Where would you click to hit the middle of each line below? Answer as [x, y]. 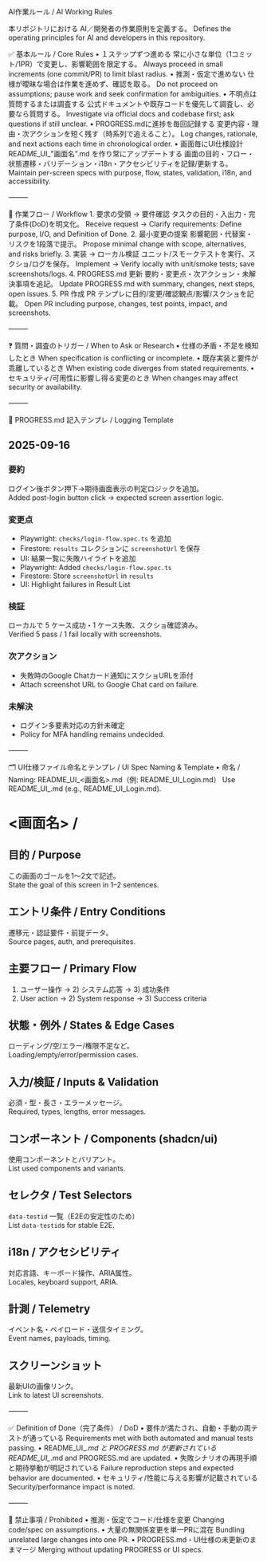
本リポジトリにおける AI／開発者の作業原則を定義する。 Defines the [120, 29]
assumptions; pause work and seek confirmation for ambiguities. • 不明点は [133, 94]
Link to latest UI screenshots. [56, 1395]
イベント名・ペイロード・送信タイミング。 [78, 1329]
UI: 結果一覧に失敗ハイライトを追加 [78, 558]
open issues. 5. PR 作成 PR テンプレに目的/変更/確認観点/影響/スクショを [128, 294]
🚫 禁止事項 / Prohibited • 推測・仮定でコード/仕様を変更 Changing [116, 1520]
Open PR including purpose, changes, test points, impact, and [126, 304]
